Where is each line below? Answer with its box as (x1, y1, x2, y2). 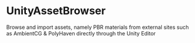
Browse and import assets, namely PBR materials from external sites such (6, 24, 189, 31)
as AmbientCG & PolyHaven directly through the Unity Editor (6, 29, 156, 37)
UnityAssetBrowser (6, 4, 106, 18)
